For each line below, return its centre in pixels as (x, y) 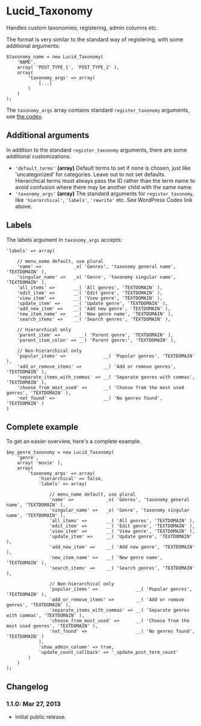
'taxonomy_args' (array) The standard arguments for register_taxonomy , (104, 193)
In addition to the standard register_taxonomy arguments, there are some (97, 150)
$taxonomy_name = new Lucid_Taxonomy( (55, 57)
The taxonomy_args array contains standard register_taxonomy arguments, (98, 110)
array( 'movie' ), (40, 463)
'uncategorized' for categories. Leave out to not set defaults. (90, 174)
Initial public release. (40, 717)
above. (23, 206)
